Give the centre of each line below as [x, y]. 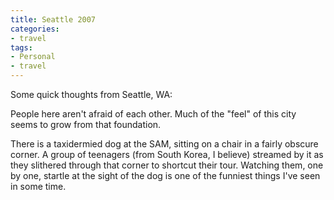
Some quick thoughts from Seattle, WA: [91, 94]
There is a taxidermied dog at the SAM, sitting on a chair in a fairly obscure [164, 144]
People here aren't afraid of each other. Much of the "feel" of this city [153, 114]
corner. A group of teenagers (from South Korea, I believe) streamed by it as [167, 154]
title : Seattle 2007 [53, 19]
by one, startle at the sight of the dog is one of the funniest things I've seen [165, 175]
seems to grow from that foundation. [86, 124]
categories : [35, 29]
